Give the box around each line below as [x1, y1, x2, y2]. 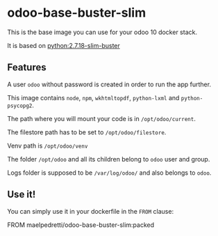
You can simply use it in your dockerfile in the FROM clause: [7, 207, 174, 215]
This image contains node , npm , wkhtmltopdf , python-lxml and [7, 93, 180, 102]
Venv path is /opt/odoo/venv [7, 141, 88, 150]
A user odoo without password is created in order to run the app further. [7, 80, 212, 88]
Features [7, 61, 47, 74]
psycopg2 [7, 102, 33, 109]
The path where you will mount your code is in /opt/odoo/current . [7, 114, 196, 123]
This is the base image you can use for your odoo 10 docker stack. [7, 28, 198, 36]
